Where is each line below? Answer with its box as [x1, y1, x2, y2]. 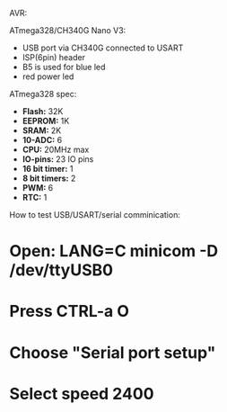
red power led [22, 71, 74, 82]
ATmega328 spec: [9, 89, 77, 99]
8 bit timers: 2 [22, 173, 76, 184]
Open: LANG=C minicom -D [9, 241, 219, 262]
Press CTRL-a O [9, 301, 130, 322]
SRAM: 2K [22, 125, 62, 136]
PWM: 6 [22, 183, 54, 193]
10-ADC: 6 [22, 135, 63, 145]
